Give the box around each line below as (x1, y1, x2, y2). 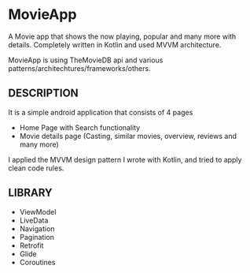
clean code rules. (8, 163, 64, 173)
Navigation (19, 223, 55, 234)
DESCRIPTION (8, 87, 79, 100)
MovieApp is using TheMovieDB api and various (8, 55, 164, 65)
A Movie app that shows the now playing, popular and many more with (8, 32, 237, 41)
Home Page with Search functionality (19, 122, 141, 132)
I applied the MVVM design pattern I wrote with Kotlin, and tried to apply (8, 155, 242, 164)
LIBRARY (8, 186, 53, 200)
